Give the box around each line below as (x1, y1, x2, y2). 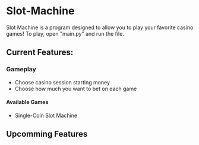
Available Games (6, 99, 49, 106)
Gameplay (6, 65, 37, 74)
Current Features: (6, 48, 74, 58)
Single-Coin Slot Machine (14, 112, 78, 119)
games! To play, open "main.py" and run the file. (6, 30, 125, 37)
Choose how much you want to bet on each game (14, 85, 137, 92)
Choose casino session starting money (14, 78, 110, 86)
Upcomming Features (6, 129, 88, 139)
